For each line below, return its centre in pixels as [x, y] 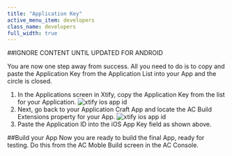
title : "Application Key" [45, 14]
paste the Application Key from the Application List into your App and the [112, 74]
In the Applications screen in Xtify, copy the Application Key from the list [121, 95]
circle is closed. [30, 81]
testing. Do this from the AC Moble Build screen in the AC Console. [103, 145]
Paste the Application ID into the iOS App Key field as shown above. [114, 124]
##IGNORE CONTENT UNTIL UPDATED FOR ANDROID [85, 53]
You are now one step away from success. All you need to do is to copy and [116, 66]
